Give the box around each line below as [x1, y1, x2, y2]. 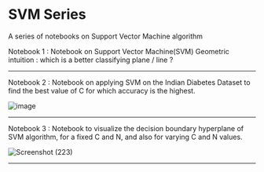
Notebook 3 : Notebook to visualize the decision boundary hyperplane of [8, 123, 244, 133]
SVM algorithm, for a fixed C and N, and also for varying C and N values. [8, 132, 243, 141]
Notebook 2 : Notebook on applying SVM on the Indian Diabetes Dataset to [8, 77, 251, 87]
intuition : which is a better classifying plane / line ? [8, 55, 174, 64]
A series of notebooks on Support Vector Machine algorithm [8, 31, 203, 41]
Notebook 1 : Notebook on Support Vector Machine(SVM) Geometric [8, 46, 230, 56]
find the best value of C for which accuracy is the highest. [8, 86, 196, 95]
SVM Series [8, 5, 86, 24]
